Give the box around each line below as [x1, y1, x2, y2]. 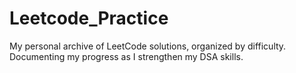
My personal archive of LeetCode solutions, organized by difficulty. [9, 40, 287, 52]
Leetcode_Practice [9, 7, 169, 30]
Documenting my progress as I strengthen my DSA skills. [9, 50, 244, 62]
